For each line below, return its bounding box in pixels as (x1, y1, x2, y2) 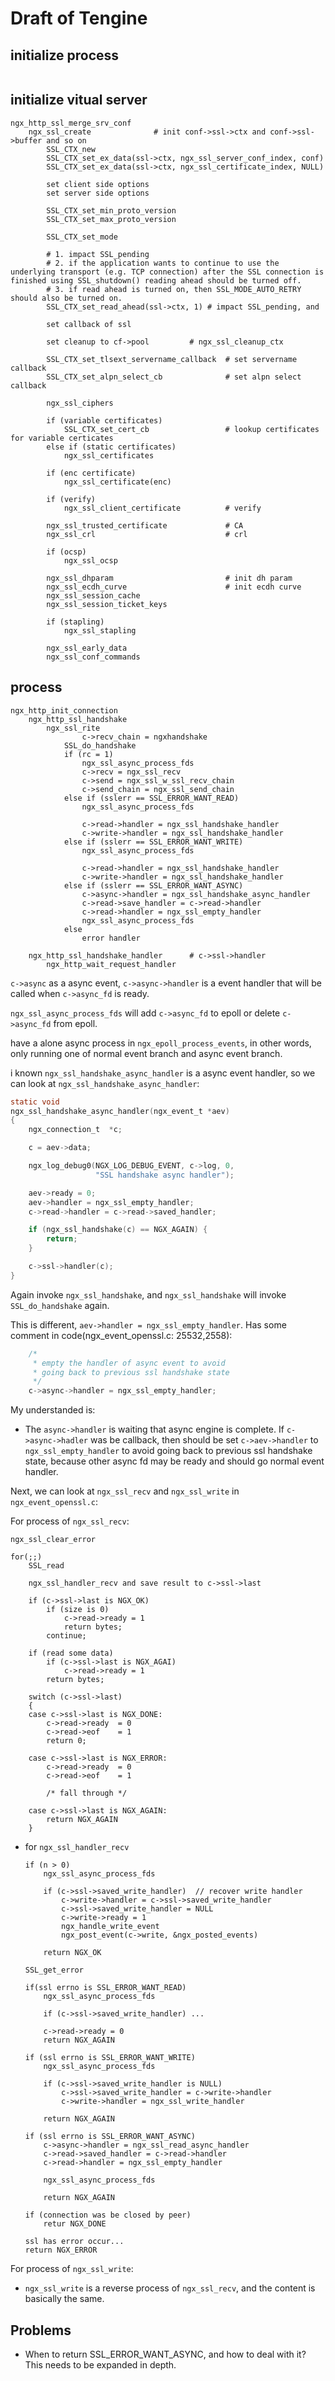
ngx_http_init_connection (10, 705, 118, 716)
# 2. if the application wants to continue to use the (46, 258, 280, 268)
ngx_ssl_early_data (46, 643, 128, 653)
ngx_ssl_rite (46, 723, 101, 733)
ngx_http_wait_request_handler (46, 959, 177, 969)
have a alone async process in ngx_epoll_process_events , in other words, (10, 1037, 312, 1049)
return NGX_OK (43, 1948, 102, 1958)
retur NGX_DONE (43, 2219, 107, 2229)
